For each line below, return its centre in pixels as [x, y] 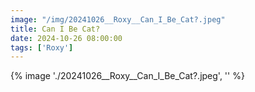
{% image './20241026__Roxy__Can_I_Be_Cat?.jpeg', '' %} [127, 76]
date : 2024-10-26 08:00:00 [66, 38]
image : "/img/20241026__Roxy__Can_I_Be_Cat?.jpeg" [118, 19]
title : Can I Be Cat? [55, 29]
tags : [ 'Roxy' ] [42, 47]
